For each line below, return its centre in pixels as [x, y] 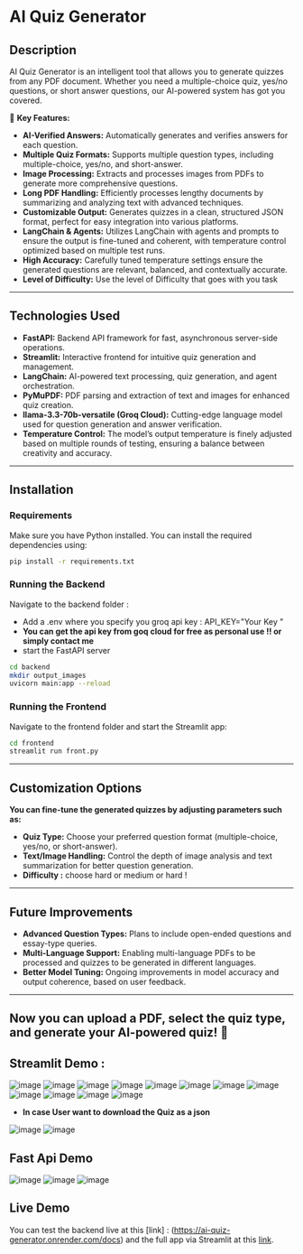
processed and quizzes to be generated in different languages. [139, 962]
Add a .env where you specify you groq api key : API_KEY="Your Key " [153, 621]
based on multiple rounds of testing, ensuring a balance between [143, 443]
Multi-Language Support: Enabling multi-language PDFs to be [139, 952]
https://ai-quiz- [202, 1230]
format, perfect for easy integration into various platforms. [130, 222]
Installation [41, 490]
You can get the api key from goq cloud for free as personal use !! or [152, 631]
